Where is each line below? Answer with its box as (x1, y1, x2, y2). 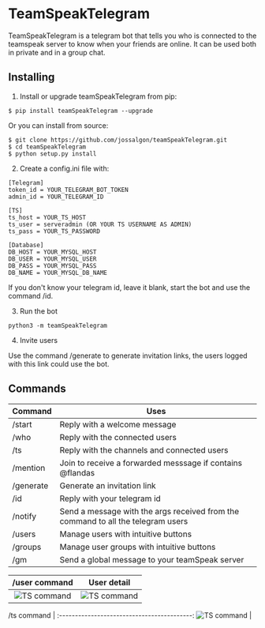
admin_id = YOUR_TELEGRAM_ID (8, 193, 104, 201)
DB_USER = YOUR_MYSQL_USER (8, 254, 97, 263)
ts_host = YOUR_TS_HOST (8, 213, 87, 221)
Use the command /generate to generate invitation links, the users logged (8, 351, 248, 360)
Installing (8, 70, 55, 84)
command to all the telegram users (59, 515, 188, 526)
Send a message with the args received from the (59, 506, 239, 517)
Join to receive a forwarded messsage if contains (59, 457, 243, 468)
